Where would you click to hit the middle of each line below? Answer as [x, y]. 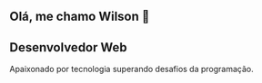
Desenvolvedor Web [68, 47]
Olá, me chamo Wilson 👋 [80, 17]
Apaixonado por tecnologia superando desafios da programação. [132, 69]
